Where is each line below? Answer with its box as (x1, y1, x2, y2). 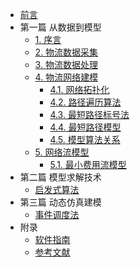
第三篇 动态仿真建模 (19, 196, 102, 208)
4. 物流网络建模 (34, 71, 99, 83)
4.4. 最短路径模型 (49, 121, 122, 133)
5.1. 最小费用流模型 (49, 159, 127, 170)
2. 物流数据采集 (34, 46, 99, 58)
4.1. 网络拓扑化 (49, 84, 110, 95)
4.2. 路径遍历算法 (49, 96, 122, 108)
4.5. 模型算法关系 (49, 134, 121, 145)
